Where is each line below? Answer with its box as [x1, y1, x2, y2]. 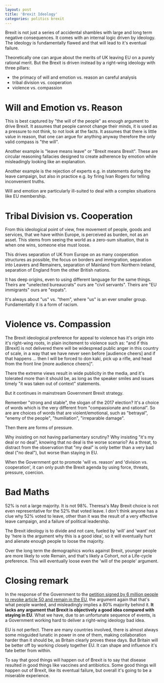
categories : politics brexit [5, 16, 64, 21]
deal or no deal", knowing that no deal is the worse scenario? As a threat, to [5, 439, 157, 445]
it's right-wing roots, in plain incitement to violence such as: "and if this [5, 340, 148, 346]
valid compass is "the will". [5, 139, 60, 145]
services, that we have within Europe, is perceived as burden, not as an [5, 232, 148, 237]
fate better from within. [5, 648, 51, 654]
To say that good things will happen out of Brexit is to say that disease [5, 657, 146, 663]
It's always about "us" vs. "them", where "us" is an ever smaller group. [5, 297, 147, 302]
